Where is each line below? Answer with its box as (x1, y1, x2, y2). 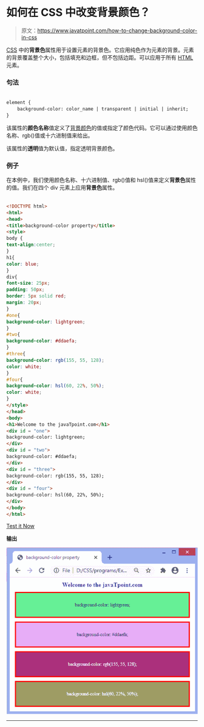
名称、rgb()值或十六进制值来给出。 (6, 131, 93, 139)
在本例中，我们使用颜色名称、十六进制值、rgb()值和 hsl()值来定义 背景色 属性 (6, 176, 196, 184)
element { (6, 100, 32, 106)
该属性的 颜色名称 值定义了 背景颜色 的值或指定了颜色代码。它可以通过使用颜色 (6, 124, 198, 131)
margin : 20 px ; (6, 299, 42, 306)
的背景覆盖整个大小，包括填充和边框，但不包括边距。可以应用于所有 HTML (6, 54, 193, 61)
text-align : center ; (6, 242, 56, 248)
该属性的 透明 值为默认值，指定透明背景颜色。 (6, 144, 118, 152)
